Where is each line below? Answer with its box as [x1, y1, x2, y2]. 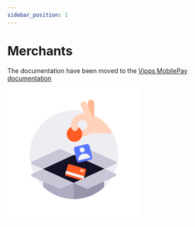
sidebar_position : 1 [7, 11, 69, 18]
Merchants [7, 43, 73, 59]
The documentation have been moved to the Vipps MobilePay [7, 66, 188, 74]
